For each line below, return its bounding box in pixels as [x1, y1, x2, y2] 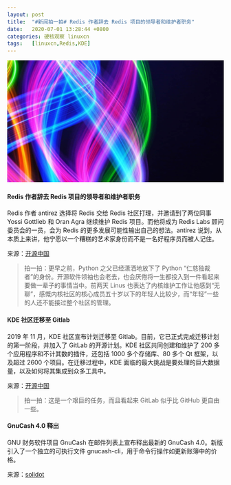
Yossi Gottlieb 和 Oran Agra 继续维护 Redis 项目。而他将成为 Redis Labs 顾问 [7, 218, 224, 226]
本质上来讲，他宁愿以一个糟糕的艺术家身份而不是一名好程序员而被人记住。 [7, 235, 218, 243]
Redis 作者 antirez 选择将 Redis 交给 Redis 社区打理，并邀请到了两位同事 [7, 209, 212, 217]
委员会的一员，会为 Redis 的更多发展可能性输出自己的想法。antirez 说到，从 [7, 226, 222, 234]
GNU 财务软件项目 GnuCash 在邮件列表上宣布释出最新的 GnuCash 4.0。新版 [7, 438, 223, 446]
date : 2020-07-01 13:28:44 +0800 [7, 25, 109, 32]
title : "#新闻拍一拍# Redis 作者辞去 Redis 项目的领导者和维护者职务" [7, 18, 195, 25]
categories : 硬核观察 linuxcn [7, 33, 89, 40]
